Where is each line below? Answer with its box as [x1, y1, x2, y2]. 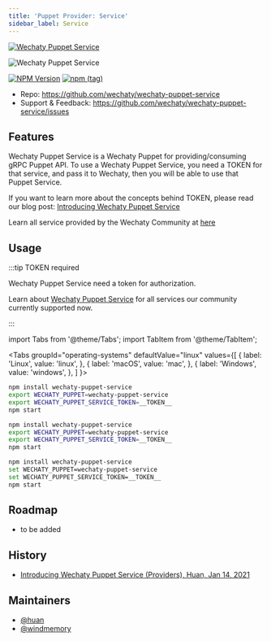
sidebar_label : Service [8, 20, 89, 28]
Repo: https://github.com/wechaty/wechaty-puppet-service [19, 89, 221, 98]
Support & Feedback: [19, 98, 92, 107]
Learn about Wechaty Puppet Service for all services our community [8, 294, 238, 304]
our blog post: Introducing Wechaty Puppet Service [8, 202, 180, 211]
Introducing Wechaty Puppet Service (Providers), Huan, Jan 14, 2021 [19, 570, 250, 580]
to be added [19, 525, 61, 534]
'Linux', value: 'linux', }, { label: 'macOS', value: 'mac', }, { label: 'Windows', [8, 359, 257, 368]
